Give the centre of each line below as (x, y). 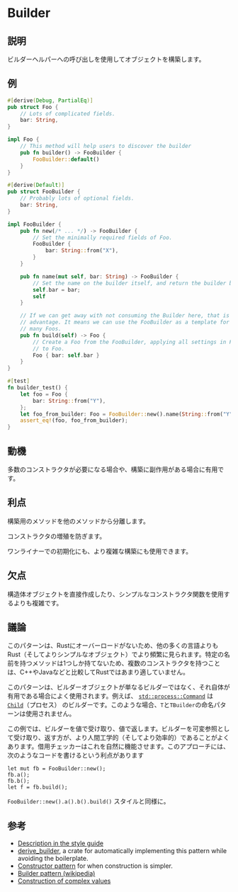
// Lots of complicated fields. (68, 114)
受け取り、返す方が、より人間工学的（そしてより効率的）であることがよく (121, 738)
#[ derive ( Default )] (36, 185)
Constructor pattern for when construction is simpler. (95, 866)
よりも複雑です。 (38, 602)
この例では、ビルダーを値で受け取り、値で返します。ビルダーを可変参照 (113, 729)
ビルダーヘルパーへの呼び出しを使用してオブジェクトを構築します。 (106, 59)
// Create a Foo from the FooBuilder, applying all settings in (130, 342)
